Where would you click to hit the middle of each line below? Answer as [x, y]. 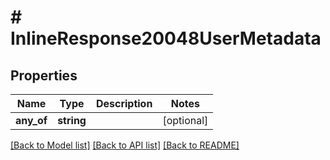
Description [124, 103]
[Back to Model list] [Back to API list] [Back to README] [125, 145]
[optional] [185, 120]
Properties [44, 75]
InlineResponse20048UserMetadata [166, 38]
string [72, 120]
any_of [31, 120]
